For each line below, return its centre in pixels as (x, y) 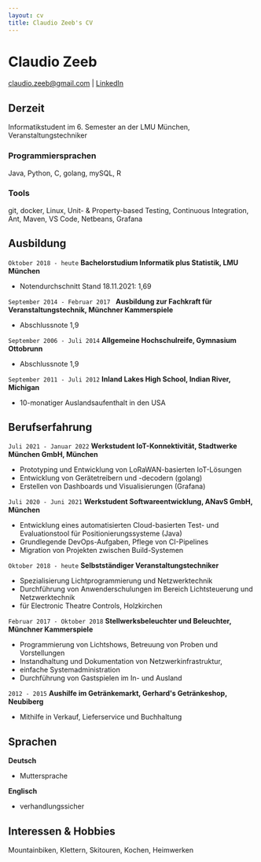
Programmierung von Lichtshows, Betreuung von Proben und (119, 645)
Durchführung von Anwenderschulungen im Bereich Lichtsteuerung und (136, 589)
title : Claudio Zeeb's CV (50, 23)
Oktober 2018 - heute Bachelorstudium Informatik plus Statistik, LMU (123, 262)
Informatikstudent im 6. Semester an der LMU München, (99, 127)
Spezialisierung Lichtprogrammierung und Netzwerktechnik (116, 581)
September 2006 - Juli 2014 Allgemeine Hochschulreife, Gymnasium (123, 340)
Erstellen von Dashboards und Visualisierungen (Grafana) (112, 486)
